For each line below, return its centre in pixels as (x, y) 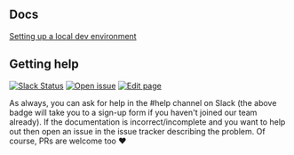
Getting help (44, 65)
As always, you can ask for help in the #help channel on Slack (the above (143, 102)
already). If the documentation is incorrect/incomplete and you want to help (147, 122)
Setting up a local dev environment (73, 36)
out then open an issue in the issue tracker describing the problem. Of (137, 131)
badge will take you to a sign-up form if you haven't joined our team (133, 112)
